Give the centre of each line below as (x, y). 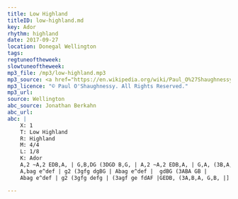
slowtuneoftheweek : (36, 66)
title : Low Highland (38, 14)
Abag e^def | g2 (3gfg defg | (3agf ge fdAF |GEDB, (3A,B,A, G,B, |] (125, 178)
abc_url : (20, 112)
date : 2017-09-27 (33, 40)
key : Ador (22, 27)
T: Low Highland (44, 132)
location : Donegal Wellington (52, 47)
